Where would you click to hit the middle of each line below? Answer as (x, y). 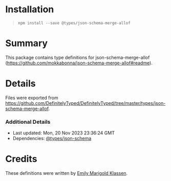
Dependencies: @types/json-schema (52, 139)
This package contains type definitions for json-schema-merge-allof (78, 57)
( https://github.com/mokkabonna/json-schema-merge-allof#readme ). (79, 63)
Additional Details (28, 122)
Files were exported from (32, 98)
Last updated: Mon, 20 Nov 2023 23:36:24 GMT (64, 133)
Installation (30, 9)
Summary (26, 43)
